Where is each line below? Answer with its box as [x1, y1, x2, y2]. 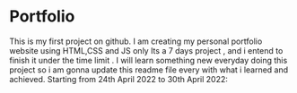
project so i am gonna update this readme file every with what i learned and [9, 64, 289, 75]
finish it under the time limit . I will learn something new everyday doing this [9, 55, 288, 65]
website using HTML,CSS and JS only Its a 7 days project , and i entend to [9, 45, 284, 55]
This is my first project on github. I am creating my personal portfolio [9, 36, 263, 46]
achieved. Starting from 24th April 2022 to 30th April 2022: [9, 73, 229, 84]
